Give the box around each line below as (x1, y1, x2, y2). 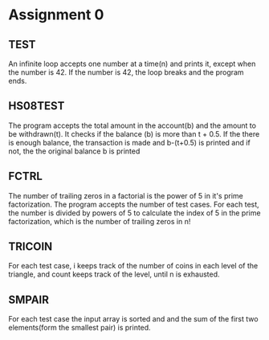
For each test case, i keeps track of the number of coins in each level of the (8, 261, 259, 271)
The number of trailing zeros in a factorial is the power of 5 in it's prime (8, 190, 243, 200)
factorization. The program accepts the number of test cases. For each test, (8, 199, 259, 209)
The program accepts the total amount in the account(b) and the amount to (8, 121, 257, 130)
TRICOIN (8, 240, 53, 254)
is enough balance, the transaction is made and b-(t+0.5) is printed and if (8, 137, 251, 147)
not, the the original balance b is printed (8, 146, 141, 156)
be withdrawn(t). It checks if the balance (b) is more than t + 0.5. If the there (8, 129, 260, 138)
